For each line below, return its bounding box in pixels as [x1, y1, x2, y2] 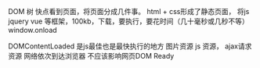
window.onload [8, 26, 57, 34]
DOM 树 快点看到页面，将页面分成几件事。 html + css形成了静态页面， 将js [8, 7, 250, 16]
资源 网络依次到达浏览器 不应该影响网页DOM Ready [8, 52, 175, 60]
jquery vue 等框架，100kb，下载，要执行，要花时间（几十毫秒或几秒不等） [8, 16, 249, 26]
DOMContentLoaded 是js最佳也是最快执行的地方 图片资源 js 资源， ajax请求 [8, 41, 252, 51]
